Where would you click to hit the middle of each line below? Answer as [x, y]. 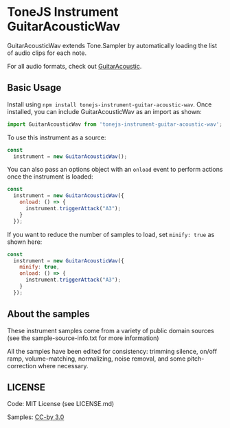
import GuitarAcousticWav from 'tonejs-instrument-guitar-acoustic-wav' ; [115, 124]
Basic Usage [34, 88]
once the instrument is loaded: [50, 177]
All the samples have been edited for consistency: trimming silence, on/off [112, 351]
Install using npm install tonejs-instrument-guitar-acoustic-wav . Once [110, 104]
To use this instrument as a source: [57, 137]
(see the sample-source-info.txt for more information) [83, 338]
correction [22, 365]
